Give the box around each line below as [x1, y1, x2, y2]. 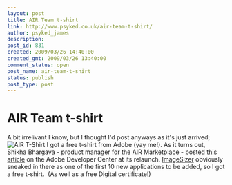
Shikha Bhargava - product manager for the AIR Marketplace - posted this [7, 148, 217, 156]
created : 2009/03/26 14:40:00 [7, 49, 95, 56]
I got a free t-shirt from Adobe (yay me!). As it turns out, [46, 141, 206, 149]
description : [7, 36, 45, 43]
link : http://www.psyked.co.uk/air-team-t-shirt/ [7, 23, 153, 30]
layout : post [7, 10, 45, 17]
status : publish [7, 74, 54, 81]
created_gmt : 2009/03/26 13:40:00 [7, 55, 107, 62]
